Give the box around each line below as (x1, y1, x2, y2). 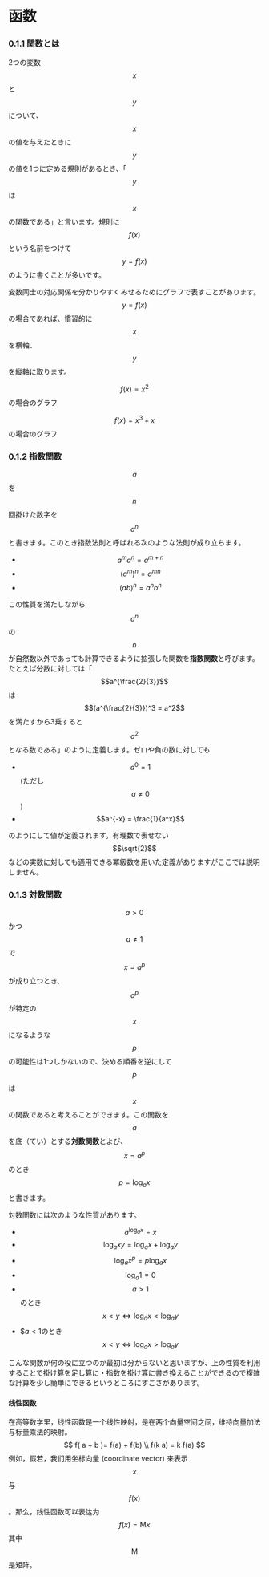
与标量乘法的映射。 (8, 1427, 72, 1437)
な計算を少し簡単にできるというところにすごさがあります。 (8, 1378, 204, 1388)
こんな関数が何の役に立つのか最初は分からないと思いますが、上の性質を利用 (8, 1358, 261, 1368)
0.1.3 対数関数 (8, 889, 62, 900)
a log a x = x (123, 1226, 157, 1237)
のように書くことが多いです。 (8, 270, 106, 280)
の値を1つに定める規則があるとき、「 (8, 164, 126, 173)
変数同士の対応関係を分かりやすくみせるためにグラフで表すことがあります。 (8, 287, 261, 297)
